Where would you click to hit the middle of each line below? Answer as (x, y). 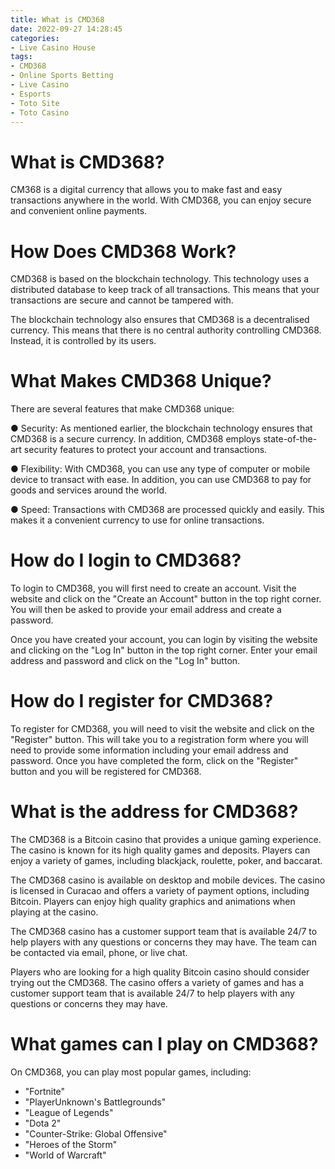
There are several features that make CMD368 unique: (122, 409)
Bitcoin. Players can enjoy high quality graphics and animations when (153, 901)
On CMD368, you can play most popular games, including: (131, 1072)
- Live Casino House (53, 47)
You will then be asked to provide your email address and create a (146, 610)
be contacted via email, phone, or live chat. (99, 952)
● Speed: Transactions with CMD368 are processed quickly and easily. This (167, 510)
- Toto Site (35, 103)
